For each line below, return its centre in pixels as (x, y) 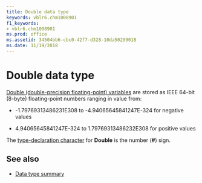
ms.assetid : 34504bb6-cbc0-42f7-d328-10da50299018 (71, 40)
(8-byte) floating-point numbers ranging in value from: (74, 98)
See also (23, 159)
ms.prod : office (27, 34)
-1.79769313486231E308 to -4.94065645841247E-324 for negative (99, 110)
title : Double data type (37, 12)
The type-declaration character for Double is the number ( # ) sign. (89, 140)
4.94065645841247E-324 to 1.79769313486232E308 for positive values (105, 128)
